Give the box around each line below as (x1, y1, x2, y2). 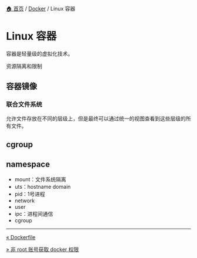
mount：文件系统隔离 (14, 175, 66, 183)
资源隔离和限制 (6, 62, 42, 69)
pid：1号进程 (14, 190, 46, 198)
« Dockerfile (6, 233, 36, 240)
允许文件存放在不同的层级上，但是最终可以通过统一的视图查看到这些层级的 (6, 115, 186, 122)
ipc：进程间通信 (14, 210, 53, 217)
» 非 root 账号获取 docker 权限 (6, 246, 79, 253)
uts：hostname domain (14, 183, 71, 190)
